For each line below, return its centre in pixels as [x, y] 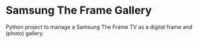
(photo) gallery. [25, 33]
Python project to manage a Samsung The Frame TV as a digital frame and [99, 27]
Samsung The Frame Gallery [79, 10]
